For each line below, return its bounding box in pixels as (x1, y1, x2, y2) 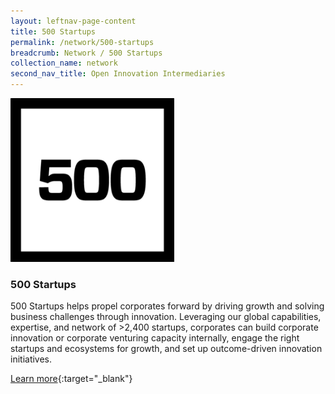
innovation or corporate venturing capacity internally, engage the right (10, 332, 300, 344)
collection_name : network (10, 58, 118, 69)
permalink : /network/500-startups (10, 37, 155, 47)
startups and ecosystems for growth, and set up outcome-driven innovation (10, 343, 323, 355)
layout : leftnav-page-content (10, 16, 137, 26)
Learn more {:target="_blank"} (10, 373, 133, 385)
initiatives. (10, 353, 53, 365)
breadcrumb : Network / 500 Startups (10, 48, 163, 58)
